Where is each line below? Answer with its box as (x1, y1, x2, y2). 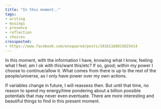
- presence (5, 26, 28, 30)
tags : (5, 12, 16, 17)
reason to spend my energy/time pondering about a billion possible (5, 87, 141, 93)
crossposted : (5, 39, 32, 44)
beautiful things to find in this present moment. (5, 98, 100, 104)
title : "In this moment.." (5, 7, 61, 12)
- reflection (5, 30, 32, 35)
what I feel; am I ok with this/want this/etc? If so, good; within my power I (5, 62, 154, 68)
